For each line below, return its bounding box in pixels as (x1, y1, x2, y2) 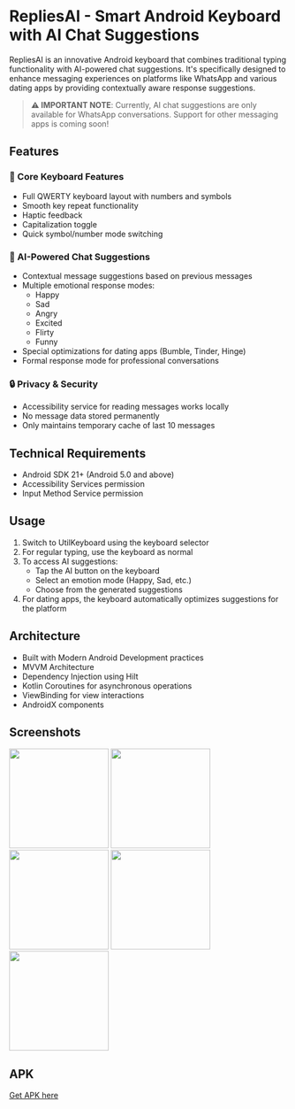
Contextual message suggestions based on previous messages (21, 270, 253, 281)
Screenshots (9, 725, 81, 740)
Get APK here (9, 1090, 59, 1101)
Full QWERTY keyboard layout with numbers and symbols (21, 190, 232, 201)
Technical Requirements (9, 445, 147, 461)
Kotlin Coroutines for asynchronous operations (21, 680, 193, 691)
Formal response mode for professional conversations (21, 355, 219, 366)
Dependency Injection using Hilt (21, 671, 139, 682)
